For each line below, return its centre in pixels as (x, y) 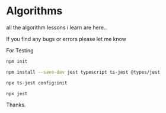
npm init (17, 61)
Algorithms (34, 11)
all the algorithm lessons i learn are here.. (57, 27)
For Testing (20, 50)
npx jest (17, 93)
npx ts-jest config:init (37, 83)
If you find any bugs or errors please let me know (66, 39)
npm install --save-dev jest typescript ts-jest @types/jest (83, 72)
